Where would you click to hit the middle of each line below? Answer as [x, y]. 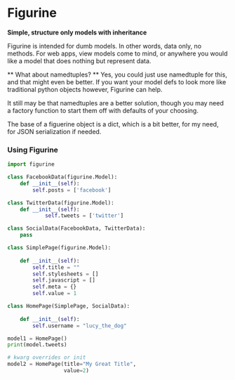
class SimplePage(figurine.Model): [59, 248]
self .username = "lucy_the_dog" [80, 326]
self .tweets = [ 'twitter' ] [84, 216]
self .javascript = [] [64, 280]
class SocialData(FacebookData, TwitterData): [76, 229]
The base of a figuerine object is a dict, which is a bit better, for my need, [113, 124]
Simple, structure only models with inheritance [77, 32]
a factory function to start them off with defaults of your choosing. [103, 110]
